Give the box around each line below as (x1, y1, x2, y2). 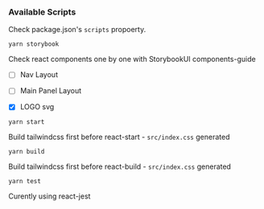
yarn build (8, 148, 45, 156)
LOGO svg (19, 102, 55, 112)
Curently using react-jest (8, 191, 91, 201)
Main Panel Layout (19, 86, 82, 96)
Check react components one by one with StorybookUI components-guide (8, 55, 256, 64)
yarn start (8, 118, 45, 126)
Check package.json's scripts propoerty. (8, 25, 146, 35)
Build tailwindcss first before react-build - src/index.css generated (8, 162, 232, 171)
